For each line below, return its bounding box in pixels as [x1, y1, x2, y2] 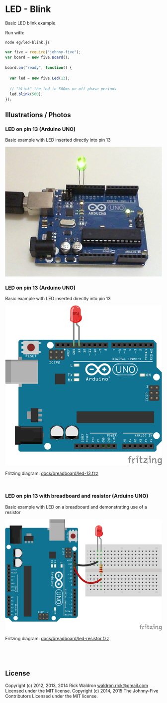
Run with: [5, 29, 25, 35]
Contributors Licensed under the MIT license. [5, 693, 98, 699]
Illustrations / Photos [5, 111, 71, 119]
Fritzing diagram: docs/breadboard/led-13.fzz [5, 470, 98, 477]
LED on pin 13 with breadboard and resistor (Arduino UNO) [5, 493, 149, 500]
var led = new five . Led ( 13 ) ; [9, 76, 70, 81]
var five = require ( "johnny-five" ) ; [5, 49, 81, 54]
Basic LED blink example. [5, 20, 57, 26]
